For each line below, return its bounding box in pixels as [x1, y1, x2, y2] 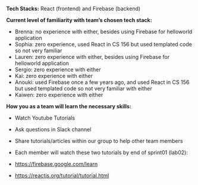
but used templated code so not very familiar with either [14, 85, 153, 92]
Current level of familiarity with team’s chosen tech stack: [6, 17, 153, 23]
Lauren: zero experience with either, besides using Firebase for [14, 54, 170, 60]
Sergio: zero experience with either [14, 66, 101, 73]
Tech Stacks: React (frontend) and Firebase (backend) [6, 5, 141, 12]
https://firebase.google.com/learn [14, 161, 98, 167]
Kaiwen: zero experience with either [14, 92, 103, 98]
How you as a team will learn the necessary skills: [6, 103, 132, 109]
